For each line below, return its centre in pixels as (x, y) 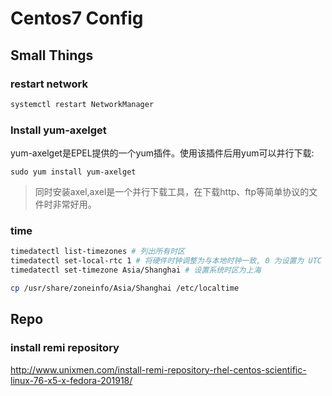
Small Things (52, 55)
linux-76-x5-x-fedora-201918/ (71, 380)
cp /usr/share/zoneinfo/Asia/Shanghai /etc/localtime (125, 288)
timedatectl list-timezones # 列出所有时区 (97, 252)
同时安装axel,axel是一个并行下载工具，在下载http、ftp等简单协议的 (172, 192)
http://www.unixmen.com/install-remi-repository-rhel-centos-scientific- (158, 369)
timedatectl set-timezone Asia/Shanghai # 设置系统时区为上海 (136, 270)
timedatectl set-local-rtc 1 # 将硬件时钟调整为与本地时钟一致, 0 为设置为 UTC (166, 261)
